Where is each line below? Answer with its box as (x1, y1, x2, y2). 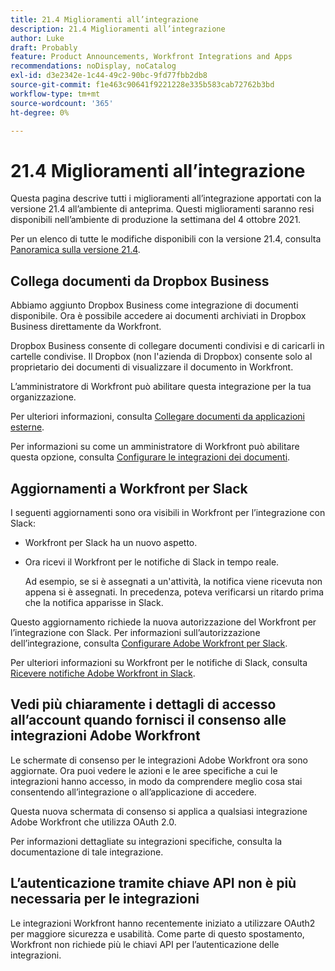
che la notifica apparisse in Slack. (24, 596, 164, 608)
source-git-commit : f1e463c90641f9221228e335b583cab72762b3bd (10, 80, 275, 90)
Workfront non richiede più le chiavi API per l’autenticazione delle (10, 938, 280, 950)
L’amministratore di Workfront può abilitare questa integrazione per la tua (10, 381, 312, 393)
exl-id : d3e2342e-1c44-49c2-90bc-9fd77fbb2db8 (10, 71, 208, 81)
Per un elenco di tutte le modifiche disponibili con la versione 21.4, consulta (10, 233, 322, 245)
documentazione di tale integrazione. (10, 846, 164, 858)
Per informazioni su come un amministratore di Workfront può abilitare (10, 441, 300, 453)
